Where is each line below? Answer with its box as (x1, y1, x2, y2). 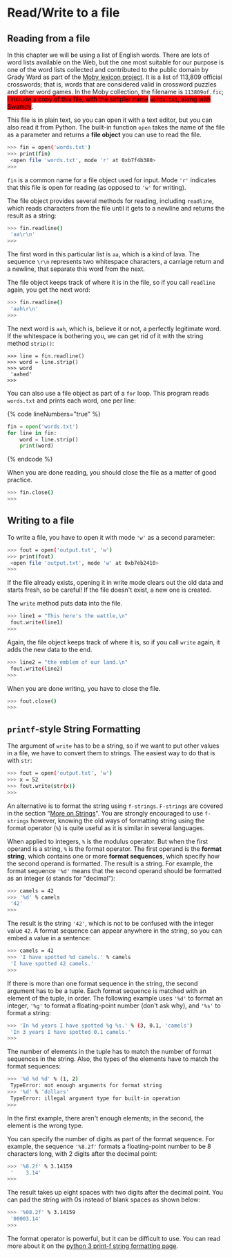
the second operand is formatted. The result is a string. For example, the (7, 859, 213, 868)
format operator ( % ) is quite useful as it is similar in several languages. (7, 823, 205, 832)
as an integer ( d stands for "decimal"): (7, 874, 115, 882)
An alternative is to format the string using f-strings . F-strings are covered (7, 802, 223, 810)
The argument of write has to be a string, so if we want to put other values (7, 741, 220, 750)
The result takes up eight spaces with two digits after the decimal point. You (7, 1188, 223, 1197)
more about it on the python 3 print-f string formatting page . (7, 1242, 178, 1250)
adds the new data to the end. (7, 645, 93, 653)
